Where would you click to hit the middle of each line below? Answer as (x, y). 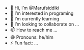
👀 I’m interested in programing (42, 13)
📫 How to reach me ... (34, 30)
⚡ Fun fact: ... (24, 43)
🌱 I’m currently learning (35, 19)
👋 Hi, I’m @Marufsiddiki (35, 8)
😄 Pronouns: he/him (32, 37)
